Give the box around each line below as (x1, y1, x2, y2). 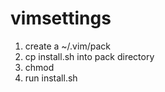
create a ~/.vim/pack (24, 40, 111, 52)
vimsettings (10, 7, 112, 30)
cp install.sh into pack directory (24, 50, 155, 62)
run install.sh (24, 72, 78, 84)
